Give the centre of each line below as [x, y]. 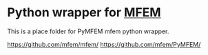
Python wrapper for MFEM [84, 13]
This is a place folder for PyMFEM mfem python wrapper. [88, 31]
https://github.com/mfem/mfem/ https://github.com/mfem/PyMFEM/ [104, 44]
